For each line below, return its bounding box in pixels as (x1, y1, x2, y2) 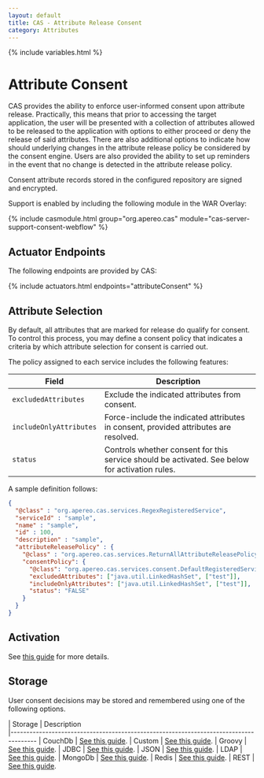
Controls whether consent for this (104, 444, 229, 455)
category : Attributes (8, 26, 79, 34)
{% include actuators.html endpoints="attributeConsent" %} (8, 281, 203, 291)
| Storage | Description (8, 719, 82, 728)
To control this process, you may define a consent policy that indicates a (8, 333, 244, 343)
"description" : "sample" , (15, 536, 104, 544)
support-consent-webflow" (8, 222, 97, 232)
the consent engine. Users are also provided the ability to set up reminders (8, 151, 250, 161)
